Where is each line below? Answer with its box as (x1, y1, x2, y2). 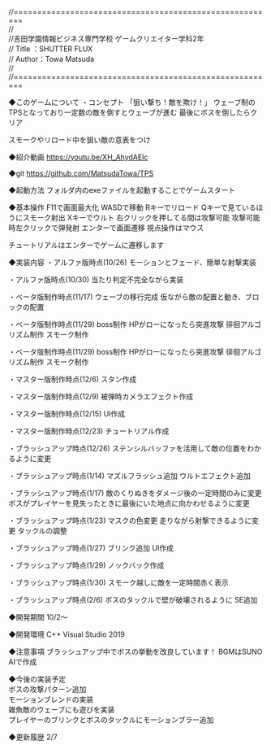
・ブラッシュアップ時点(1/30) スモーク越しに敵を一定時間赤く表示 (8, 577, 230, 587)
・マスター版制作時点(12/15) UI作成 (8, 409, 126, 418)
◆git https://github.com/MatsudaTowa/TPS (8, 168, 154, 178)
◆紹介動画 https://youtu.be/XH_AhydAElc (8, 152, 148, 162)
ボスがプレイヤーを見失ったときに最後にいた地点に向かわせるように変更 (8, 499, 250, 507)
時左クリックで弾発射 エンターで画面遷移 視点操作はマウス (8, 223, 204, 233)
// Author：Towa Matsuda (8, 54, 95, 63)
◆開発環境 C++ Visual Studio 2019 (8, 629, 126, 639)
